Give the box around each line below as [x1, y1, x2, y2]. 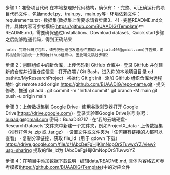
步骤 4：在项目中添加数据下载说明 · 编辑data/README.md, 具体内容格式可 [5, 158, 160, 164]
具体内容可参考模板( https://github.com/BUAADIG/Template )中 [14, 23, 144, 29]
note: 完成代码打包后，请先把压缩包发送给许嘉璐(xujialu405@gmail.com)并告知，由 [5, 47, 164, 52]
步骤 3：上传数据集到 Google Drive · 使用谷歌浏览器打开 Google [5, 103, 138, 110]
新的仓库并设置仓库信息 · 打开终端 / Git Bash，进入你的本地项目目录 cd [5, 68, 154, 75]
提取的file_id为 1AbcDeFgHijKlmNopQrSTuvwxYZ [33, 147, 136, 153]
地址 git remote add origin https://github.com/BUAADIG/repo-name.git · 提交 [5, 81, 165, 87]
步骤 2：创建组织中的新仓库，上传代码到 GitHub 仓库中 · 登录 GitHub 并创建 [5, 62, 163, 68]
